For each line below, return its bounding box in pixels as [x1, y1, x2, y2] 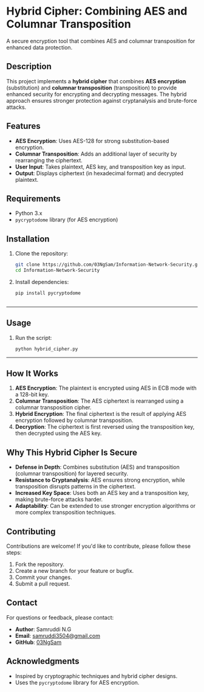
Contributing [6, 526, 56, 536]
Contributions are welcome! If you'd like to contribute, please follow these [6, 542, 191, 550]
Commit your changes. [15, 573, 72, 581]
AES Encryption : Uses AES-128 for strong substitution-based [15, 137, 169, 144]
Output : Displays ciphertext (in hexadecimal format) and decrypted [15, 169, 184, 177]
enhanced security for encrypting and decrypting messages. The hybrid [6, 90, 187, 98]
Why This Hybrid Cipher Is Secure [6, 447, 138, 457]
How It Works [6, 368, 59, 378]
